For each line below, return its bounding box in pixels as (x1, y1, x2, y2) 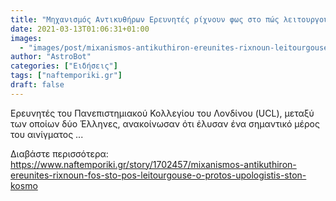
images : (10, 33, 43, 43)
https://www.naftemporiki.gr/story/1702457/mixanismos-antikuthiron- (10, 158, 297, 170)
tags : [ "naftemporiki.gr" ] (10, 71, 123, 81)
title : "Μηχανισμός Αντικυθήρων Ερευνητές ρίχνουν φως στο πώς (10, 14, 280, 25)
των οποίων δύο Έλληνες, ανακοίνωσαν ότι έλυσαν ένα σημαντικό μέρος (10, 117, 320, 130)
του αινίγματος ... (10, 128, 84, 140)
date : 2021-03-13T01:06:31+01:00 (10, 24, 150, 34)
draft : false (10, 80, 65, 90)
